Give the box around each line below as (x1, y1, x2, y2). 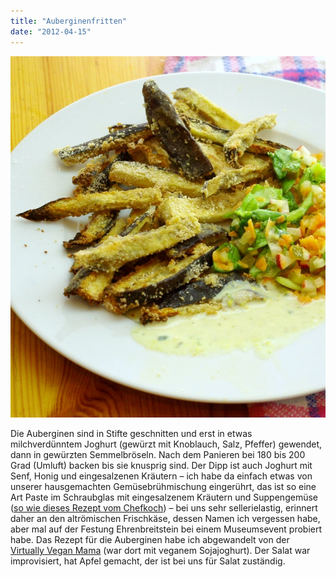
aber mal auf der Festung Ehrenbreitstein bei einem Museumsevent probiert (10, 523, 323, 535)
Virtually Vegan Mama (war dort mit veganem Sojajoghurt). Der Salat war (10, 545, 311, 557)
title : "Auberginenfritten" (10, 16, 128, 26)
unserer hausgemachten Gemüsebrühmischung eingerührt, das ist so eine (10, 481, 317, 493)
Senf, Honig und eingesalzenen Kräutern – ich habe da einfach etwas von (10, 470, 313, 482)
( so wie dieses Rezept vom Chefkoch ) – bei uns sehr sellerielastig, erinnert (10, 502, 318, 514)
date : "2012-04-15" (10, 26, 92, 37)
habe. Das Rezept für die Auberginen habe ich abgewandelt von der (10, 534, 290, 546)
